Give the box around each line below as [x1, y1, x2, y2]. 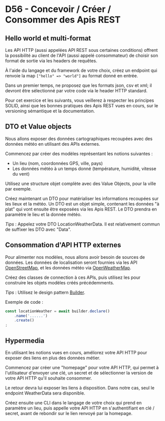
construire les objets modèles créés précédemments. [5, 279, 114, 285]
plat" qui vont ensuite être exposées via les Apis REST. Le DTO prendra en [5, 206, 158, 212]
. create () [14, 318, 35, 323]
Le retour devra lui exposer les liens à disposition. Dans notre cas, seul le [5, 385, 155, 391]
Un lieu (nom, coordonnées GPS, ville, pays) [12, 160, 103, 166]
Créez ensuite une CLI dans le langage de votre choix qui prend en [5, 400, 142, 406]
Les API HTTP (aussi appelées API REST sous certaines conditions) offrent [5, 47, 158, 53]
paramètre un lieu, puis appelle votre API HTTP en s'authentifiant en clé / [5, 405, 155, 411]
